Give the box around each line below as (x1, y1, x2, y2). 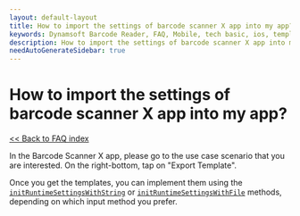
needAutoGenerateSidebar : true (9, 46, 126, 55)
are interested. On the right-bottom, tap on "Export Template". (9, 160, 237, 170)
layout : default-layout (9, 12, 98, 22)
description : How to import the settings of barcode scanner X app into (9, 37, 286, 47)
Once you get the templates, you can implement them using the (9, 178, 243, 188)
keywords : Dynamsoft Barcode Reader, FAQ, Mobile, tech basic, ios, (9, 29, 270, 38)
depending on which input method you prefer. (9, 196, 178, 207)
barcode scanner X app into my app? (9, 104, 287, 124)
